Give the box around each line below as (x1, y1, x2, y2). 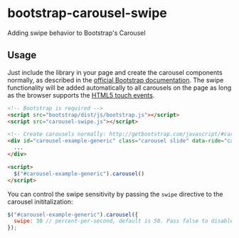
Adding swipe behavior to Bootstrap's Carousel (7, 29, 146, 37)
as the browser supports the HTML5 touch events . (7, 90, 155, 99)
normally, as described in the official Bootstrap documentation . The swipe (7, 76, 224, 84)
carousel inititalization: (7, 197, 73, 206)
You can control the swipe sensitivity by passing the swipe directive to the (7, 190, 223, 198)
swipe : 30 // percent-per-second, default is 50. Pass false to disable (14, 217, 234, 225)
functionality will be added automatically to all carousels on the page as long (7, 83, 232, 92)
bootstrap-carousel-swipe (7, 5, 167, 21)
